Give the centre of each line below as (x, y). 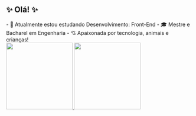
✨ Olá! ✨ (22, 10)
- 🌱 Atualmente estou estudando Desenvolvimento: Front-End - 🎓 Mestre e (98, 24)
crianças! (17, 39)
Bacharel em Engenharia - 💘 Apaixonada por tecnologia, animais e (88, 33)
